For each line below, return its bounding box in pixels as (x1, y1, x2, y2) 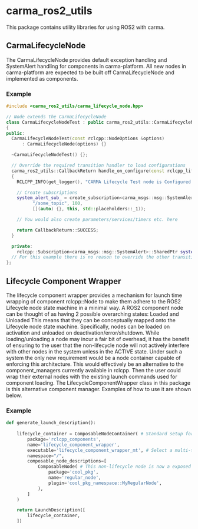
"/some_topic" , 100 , (32, 200, 83, 207)
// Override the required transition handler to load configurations (11, 163, 186, 168)
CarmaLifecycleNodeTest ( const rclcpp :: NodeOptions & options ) (11, 135, 165, 142)
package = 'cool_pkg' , (48, 470, 99, 475)
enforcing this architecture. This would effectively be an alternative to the (6, 361, 184, 368)
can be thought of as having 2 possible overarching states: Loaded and (6, 310, 179, 318)
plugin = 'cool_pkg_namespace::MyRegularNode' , (48, 480, 162, 486)
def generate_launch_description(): (6, 420, 96, 426)
